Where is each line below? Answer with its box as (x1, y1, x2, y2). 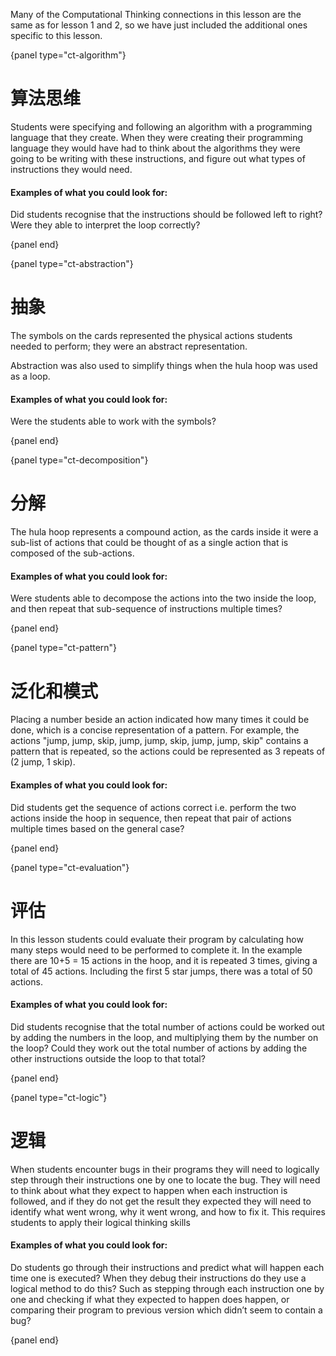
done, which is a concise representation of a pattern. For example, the (10, 724, 300, 736)
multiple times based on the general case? (10, 822, 185, 834)
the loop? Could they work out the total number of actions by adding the (10, 1042, 308, 1054)
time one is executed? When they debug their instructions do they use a (10, 1272, 307, 1284)
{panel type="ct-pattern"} (10, 642, 118, 654)
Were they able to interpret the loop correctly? (10, 219, 201, 231)
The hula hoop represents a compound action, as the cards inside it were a (10, 526, 319, 538)
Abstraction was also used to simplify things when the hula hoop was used (10, 360, 318, 372)
